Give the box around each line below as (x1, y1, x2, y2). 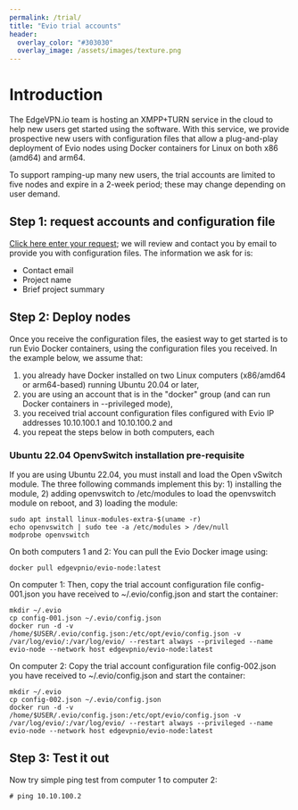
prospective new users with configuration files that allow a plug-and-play (9, 133, 278, 144)
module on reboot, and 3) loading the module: (9, 497, 178, 508)
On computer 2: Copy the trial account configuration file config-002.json (9, 660, 277, 671)
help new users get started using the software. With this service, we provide (9, 124, 290, 135)
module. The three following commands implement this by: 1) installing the (9, 479, 283, 489)
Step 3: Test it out (9, 751, 110, 766)
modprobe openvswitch (9, 530, 90, 539)
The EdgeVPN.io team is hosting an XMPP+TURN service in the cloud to (9, 114, 274, 125)
